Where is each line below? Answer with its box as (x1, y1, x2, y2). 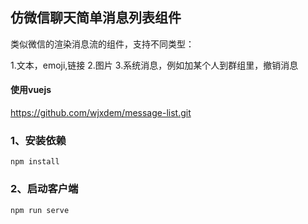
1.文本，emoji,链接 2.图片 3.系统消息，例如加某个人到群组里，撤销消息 (10, 59, 299, 71)
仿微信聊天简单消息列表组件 (10, 9, 182, 27)
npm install (10, 157, 60, 167)
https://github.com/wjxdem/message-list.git (10, 107, 192, 119)
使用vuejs (10, 84, 52, 96)
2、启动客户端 (10, 182, 79, 196)
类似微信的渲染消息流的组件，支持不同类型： (10, 38, 195, 50)
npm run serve (10, 205, 70, 215)
